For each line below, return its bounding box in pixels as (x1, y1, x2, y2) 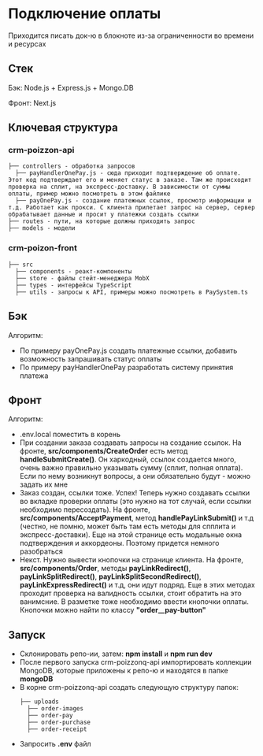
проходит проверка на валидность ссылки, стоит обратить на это (19, 588, 242, 598)
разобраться (19, 547, 63, 556)
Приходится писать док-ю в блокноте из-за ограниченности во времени (8, 31, 254, 40)
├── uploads (19, 698, 59, 706)
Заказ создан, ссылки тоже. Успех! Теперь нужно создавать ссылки (19, 488, 250, 498)
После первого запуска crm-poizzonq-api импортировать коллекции (19, 658, 252, 667)
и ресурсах (8, 39, 46, 48)
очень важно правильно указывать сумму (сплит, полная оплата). (19, 463, 243, 472)
